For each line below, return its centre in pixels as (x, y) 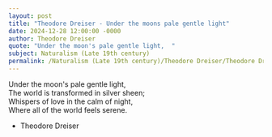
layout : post (30, 16)
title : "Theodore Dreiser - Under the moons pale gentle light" (119, 24)
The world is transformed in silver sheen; (77, 92)
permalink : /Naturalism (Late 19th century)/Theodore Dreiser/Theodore (132, 62)
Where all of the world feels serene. (68, 109)
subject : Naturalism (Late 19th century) (79, 54)
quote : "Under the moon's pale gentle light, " (92, 46)
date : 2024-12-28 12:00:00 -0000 (65, 31)
